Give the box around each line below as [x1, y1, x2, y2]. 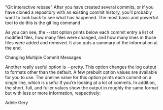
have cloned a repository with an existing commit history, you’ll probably [5, 9, 152, 15]
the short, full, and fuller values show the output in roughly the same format [5, 85, 159, 90]
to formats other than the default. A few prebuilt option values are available [5, 69, 158, 75]
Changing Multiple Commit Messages [5, 55, 81, 60]
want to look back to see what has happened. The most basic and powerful [5, 15, 158, 20]
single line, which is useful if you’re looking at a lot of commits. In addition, [5, 80, 156, 85]
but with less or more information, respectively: [5, 90, 101, 96]
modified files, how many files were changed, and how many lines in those [5, 34, 157, 40]
